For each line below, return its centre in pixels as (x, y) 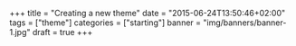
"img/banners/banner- (245, 23)
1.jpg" (20, 32)
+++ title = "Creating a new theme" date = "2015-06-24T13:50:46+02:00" (148, 13)
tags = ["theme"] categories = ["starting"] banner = (105, 23)
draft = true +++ (62, 32)
